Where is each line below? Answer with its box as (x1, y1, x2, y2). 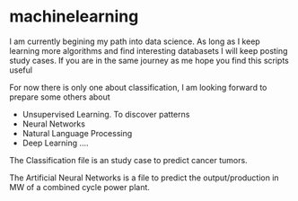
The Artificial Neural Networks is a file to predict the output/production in (9, 172, 280, 183)
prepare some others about (9, 92, 110, 102)
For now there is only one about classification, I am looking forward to (9, 82, 267, 92)
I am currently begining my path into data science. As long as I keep (9, 36, 260, 47)
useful (9, 65, 33, 75)
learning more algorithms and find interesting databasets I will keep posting (9, 45, 288, 56)
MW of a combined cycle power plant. (9, 181, 151, 192)
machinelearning (9, 6, 139, 27)
